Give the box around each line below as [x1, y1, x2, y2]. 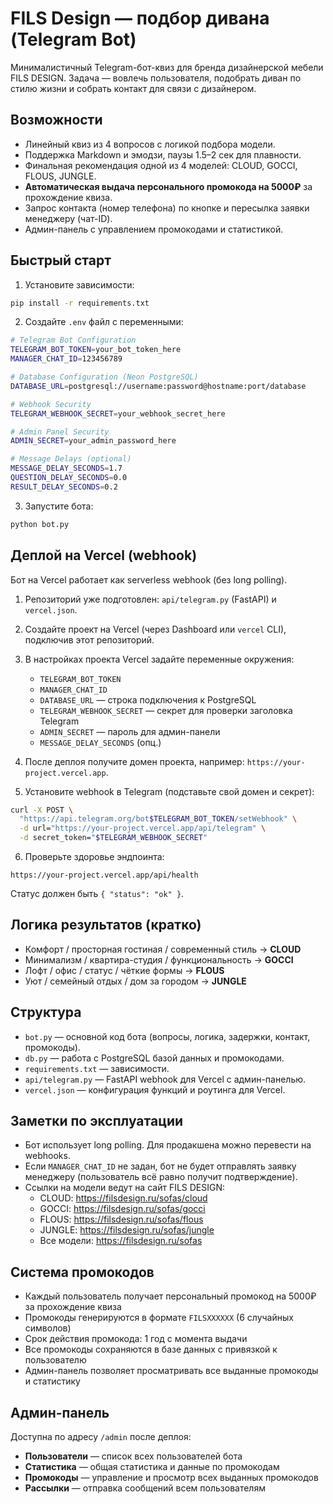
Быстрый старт [10, 252, 112, 269]
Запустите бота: [24, 500, 94, 512]
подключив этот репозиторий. [24, 633, 155, 646]
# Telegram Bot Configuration [10, 335, 137, 346]
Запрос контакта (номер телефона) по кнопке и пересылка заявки [24, 202, 310, 214]
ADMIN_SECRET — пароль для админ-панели [39, 725, 221, 737]
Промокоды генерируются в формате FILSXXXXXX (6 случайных [24, 1312, 294, 1324]
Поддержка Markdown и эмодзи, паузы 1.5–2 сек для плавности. [24, 148, 302, 161]
